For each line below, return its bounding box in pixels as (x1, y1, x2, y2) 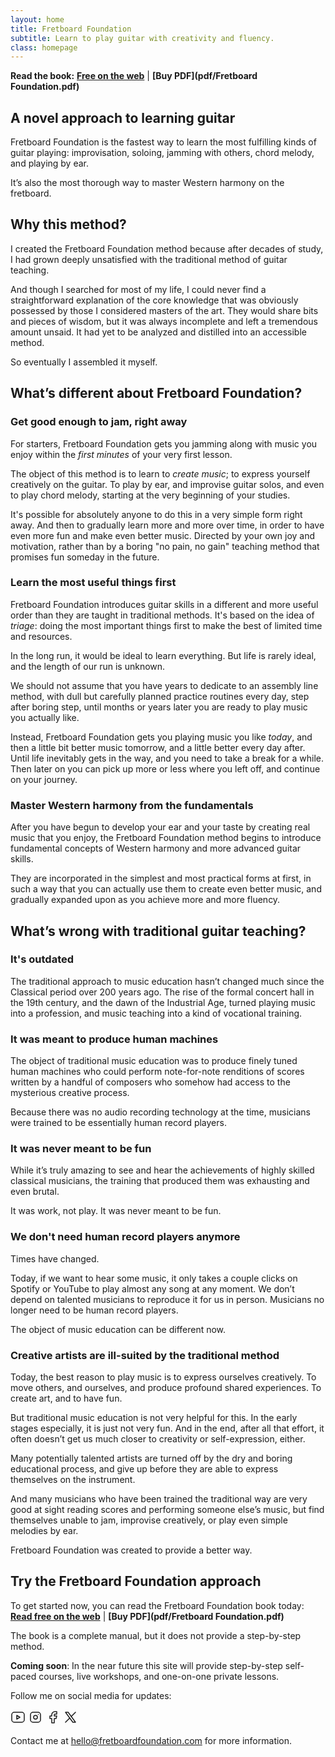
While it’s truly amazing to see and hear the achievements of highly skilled (10, 1164, 315, 1176)
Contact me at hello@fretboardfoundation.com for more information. (10, 1734, 293, 1746)
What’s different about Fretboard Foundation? (10, 385, 303, 402)
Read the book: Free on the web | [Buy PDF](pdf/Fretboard (10, 70, 258, 82)
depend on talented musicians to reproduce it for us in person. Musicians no (10, 1293, 325, 1305)
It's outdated (10, 952, 75, 966)
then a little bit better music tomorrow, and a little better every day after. (10, 741, 306, 753)
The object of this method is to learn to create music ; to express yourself (10, 467, 311, 480)
